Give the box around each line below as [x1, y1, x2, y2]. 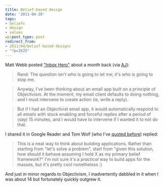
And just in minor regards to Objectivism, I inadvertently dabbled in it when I [5, 171, 159, 177]
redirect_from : [5, 39, 36, 44]
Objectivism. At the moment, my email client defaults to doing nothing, [17, 91, 160, 97]
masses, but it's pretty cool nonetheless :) [17, 161, 102, 167]
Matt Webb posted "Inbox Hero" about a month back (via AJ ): [5, 62, 130, 68]
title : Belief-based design [5, 7, 63, 12]
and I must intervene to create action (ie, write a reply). [17, 96, 129, 102]
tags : [5, 16, 16, 21]
